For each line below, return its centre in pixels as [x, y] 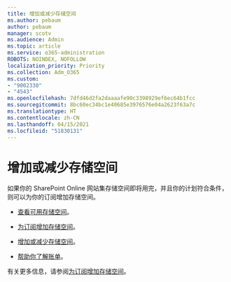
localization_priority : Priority [56, 66]
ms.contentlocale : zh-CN [43, 118]
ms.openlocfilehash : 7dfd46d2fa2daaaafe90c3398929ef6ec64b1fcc [101, 99]
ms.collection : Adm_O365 [43, 72]
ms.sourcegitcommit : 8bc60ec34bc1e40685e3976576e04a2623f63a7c [101, 105]
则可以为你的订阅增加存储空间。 [53, 197]
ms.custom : [23, 79]
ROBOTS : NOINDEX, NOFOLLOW [47, 59]
